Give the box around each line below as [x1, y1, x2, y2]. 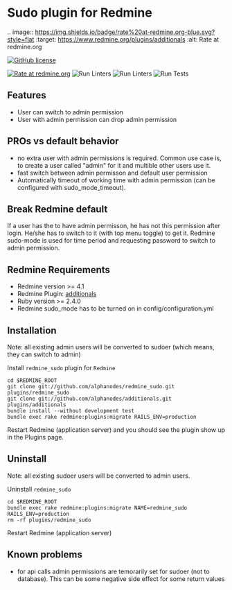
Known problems [7, 549, 83, 561]
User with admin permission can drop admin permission [17, 115, 177, 123]
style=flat [7, 35, 35, 43]
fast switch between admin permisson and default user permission [17, 168, 208, 177]
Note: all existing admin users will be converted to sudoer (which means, [7, 343, 215, 351]
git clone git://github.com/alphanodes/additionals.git [7, 395, 172, 402]
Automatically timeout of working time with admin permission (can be [17, 175, 216, 184]
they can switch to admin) [7, 350, 81, 358]
